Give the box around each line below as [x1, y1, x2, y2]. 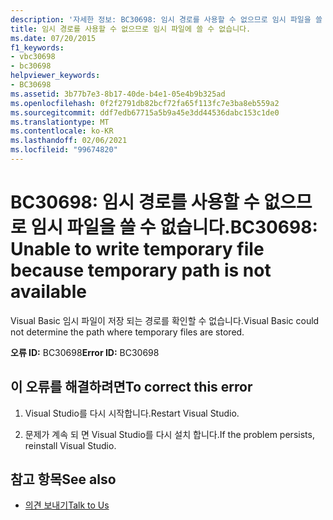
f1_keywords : [10, 42, 65, 53]
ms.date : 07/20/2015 [10, 33, 97, 43]
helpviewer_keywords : [10, 71, 101, 81]
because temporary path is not [10, 259, 272, 282]
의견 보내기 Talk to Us [24, 499, 110, 511]
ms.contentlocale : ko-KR [10, 126, 114, 136]
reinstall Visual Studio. [24, 439, 117, 451]
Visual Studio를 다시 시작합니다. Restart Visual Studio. [24, 407, 240, 419]
